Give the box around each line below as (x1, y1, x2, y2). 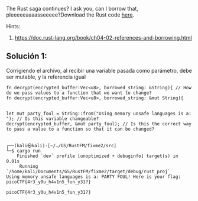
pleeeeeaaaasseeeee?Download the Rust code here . (6, 11, 135, 18)
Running (19, 163, 38, 169)
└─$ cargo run (6, 148, 41, 154)
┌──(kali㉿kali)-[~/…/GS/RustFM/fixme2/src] (6, 142, 117, 148)
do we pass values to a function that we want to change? (6, 90, 152, 96)
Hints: (6, 23, 21, 30)
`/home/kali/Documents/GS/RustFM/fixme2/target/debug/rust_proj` (6, 168, 170, 174)
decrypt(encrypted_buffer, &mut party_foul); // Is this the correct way (6, 121, 192, 127)
